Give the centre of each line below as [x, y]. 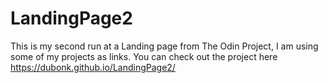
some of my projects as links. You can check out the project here [144, 56]
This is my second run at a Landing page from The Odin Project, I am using [164, 46]
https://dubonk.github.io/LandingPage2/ [93, 67]
